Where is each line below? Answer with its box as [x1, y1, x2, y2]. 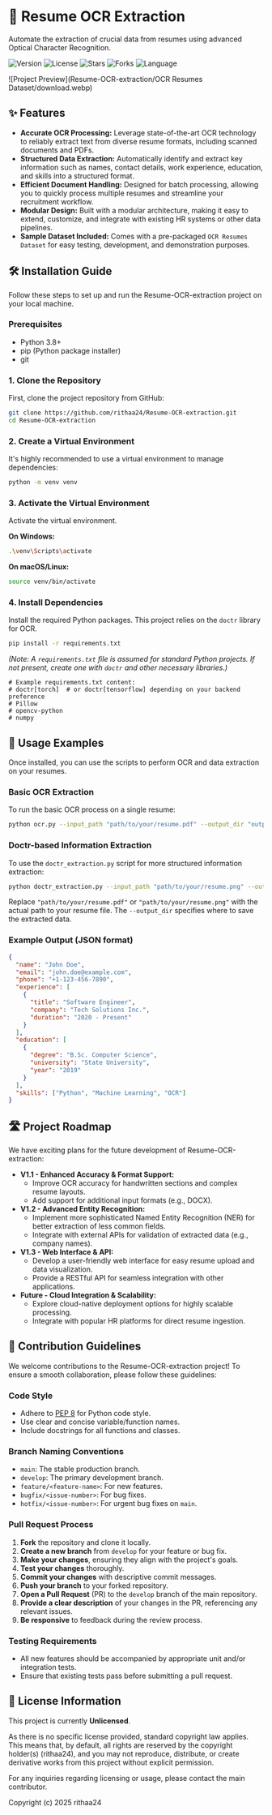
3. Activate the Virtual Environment [8, 498, 150, 508]
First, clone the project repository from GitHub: [8, 393, 164, 403]
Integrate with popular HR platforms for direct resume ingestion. [32, 1316, 245, 1326]
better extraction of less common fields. [32, 1221, 166, 1231]
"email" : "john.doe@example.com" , [15, 968, 132, 976]
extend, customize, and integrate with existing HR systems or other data [19, 214, 261, 224]
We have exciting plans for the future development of [8, 1145, 186, 1155]
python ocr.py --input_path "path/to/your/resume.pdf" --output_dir [8, 821, 244, 829]
